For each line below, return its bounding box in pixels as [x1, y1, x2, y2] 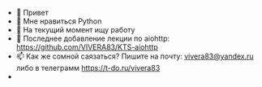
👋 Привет [15, 8, 49, 17]
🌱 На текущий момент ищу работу [15, 25, 135, 34]
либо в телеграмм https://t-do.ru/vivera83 [15, 63, 161, 72]
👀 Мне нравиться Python [15, 16, 102, 26]
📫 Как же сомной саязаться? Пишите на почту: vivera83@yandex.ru [15, 51, 254, 61]
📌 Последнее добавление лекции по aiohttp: [15, 33, 170, 43]
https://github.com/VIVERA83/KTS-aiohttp [15, 42, 158, 52]
